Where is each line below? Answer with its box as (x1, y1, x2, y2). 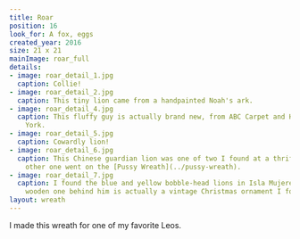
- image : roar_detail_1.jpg (9, 71, 114, 80)
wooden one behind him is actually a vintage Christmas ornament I (25, 187, 281, 196)
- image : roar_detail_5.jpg (9, 129, 114, 138)
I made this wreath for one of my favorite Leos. (9, 219, 181, 230)
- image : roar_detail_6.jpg (9, 145, 114, 154)
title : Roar (9, 12, 54, 22)
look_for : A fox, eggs (9, 29, 94, 38)
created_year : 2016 (9, 37, 82, 47)
